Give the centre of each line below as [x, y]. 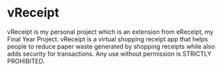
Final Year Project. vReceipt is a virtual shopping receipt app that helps [108, 39]
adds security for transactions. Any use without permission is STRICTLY [109, 54]
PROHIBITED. [26, 61]
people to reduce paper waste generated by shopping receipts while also [111, 46]
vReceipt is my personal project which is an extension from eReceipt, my [110, 32]
